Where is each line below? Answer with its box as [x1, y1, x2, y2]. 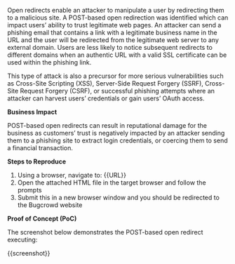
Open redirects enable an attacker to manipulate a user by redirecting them [7, 6, 224, 14]
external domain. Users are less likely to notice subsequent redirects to [7, 44, 213, 51]
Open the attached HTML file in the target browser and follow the [17, 178, 206, 187]
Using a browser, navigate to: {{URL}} [17, 171, 126, 179]
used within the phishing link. [7, 58, 92, 66]
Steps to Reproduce [7, 157, 67, 166]
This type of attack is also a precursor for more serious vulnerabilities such [7, 72, 224, 80]
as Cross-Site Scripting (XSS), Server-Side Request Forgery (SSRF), [7, 79, 203, 87]
